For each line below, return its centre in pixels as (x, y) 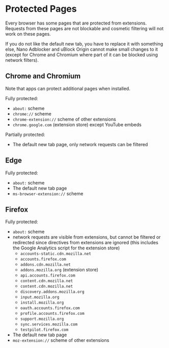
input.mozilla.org (40, 297)
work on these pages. (28, 34)
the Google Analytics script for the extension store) (66, 248)
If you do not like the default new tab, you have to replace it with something (84, 43)
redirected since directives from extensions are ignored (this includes (86, 243)
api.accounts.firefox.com (48, 276)
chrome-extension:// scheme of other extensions (64, 119)
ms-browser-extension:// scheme (48, 193)
